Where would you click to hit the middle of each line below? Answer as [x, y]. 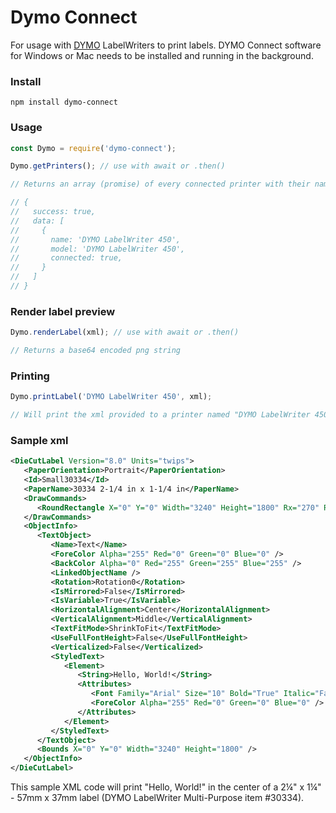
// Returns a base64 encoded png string [96, 351]
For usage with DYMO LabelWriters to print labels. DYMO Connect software [166, 45]
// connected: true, [66, 258]
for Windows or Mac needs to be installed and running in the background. [162, 55]
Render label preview [63, 311]
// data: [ [37, 221]
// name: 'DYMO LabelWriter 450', [96, 239]
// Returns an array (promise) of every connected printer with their [160, 184]
